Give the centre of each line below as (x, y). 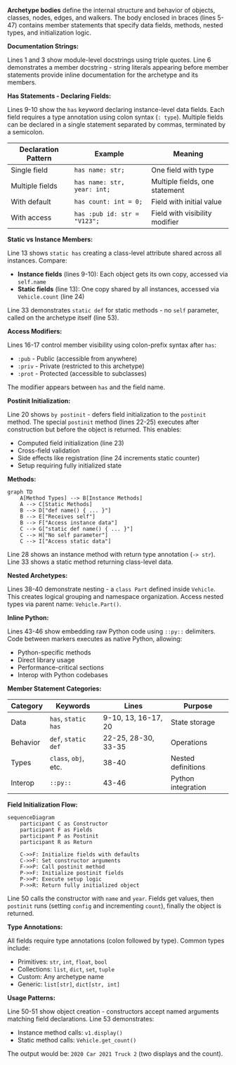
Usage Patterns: (32, 998)
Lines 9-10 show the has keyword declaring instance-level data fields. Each (116, 109)
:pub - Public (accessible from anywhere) (77, 359)
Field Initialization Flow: (43, 805)
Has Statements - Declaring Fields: (59, 96)
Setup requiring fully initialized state (69, 465)
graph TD (20, 492)
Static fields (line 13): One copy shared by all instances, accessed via (118, 289)
